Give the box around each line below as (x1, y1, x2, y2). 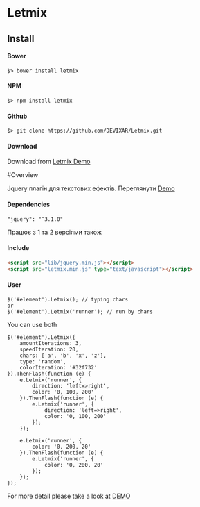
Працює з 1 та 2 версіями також (7, 228, 102, 236)
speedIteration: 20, (19, 346, 79, 353)
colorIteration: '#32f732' (19, 364, 98, 371)
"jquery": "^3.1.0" (7, 215, 64, 223)
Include (7, 244, 30, 252)
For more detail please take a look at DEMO (7, 492, 131, 500)
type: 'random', (19, 358, 67, 365)
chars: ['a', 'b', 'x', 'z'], (19, 352, 107, 359)
